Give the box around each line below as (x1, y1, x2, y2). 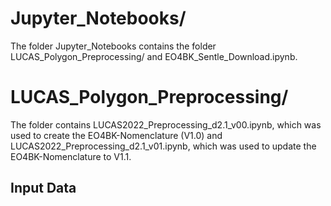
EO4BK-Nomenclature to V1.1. (10, 150, 132, 162)
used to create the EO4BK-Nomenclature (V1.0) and (10, 129, 223, 141)
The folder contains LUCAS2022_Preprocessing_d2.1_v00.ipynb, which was (10, 118, 322, 131)
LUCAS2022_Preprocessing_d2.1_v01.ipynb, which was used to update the (10, 140, 317, 152)
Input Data (10, 180, 77, 197)
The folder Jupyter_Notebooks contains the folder (10, 40, 217, 52)
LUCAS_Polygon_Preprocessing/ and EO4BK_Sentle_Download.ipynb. (10, 50, 298, 62)
